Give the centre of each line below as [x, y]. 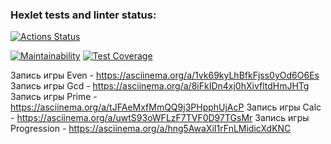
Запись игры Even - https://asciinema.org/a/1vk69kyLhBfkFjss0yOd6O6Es [165, 75]
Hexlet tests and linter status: [83, 15]
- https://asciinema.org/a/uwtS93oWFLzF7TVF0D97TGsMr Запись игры [160, 118]
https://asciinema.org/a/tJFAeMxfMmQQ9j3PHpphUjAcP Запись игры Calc [166, 107]
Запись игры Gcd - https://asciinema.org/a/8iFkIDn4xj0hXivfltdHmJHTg [160, 86]
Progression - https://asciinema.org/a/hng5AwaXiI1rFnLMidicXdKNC [151, 129]
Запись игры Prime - [54, 97]
